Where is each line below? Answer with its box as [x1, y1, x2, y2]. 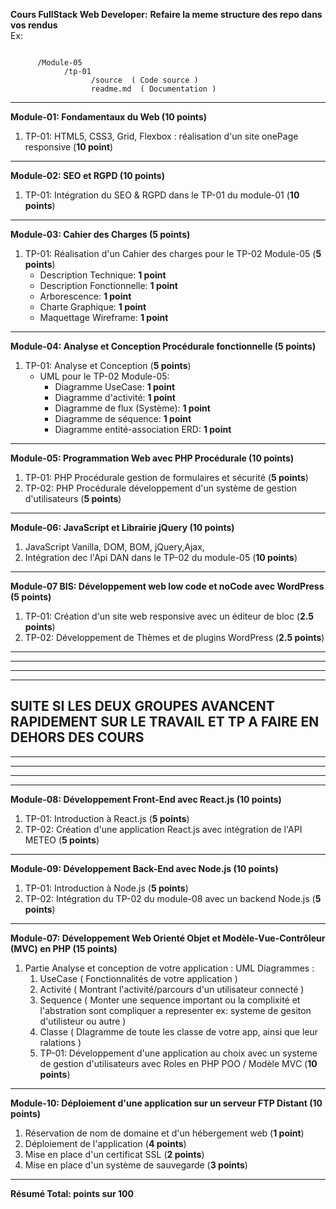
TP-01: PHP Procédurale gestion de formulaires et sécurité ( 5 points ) [24, 472, 309, 483]
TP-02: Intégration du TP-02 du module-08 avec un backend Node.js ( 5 [24, 892, 322, 904]
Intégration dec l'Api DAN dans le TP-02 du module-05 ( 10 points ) [24, 552, 298, 563]
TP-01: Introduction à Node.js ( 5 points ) [24, 882, 189, 894]
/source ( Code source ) [90, 75, 199, 85]
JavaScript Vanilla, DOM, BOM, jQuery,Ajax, [24, 541, 205, 553]
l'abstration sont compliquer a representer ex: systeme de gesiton [39, 1004, 312, 1016]
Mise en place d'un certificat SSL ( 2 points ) [24, 1148, 205, 1160]
